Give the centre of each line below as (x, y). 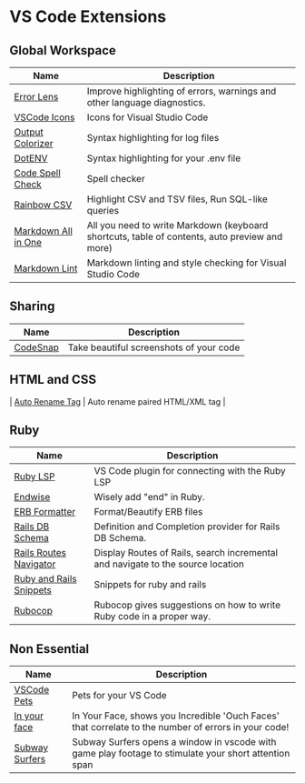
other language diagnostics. (146, 102)
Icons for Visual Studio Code (148, 117)
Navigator (35, 564)
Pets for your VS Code (119, 696)
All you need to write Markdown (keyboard (177, 225)
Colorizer (34, 143)
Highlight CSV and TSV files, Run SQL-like (177, 199)
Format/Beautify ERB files (148, 512)
